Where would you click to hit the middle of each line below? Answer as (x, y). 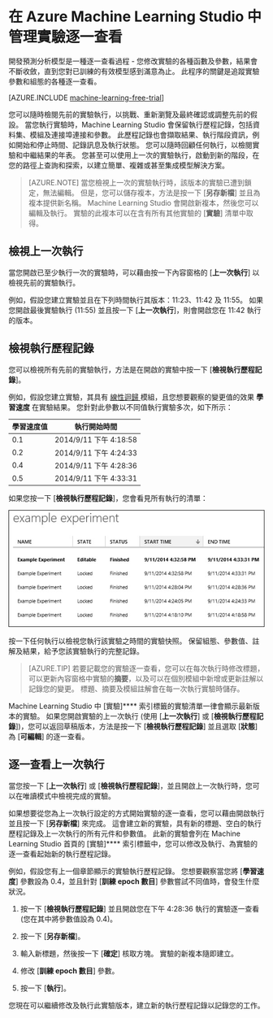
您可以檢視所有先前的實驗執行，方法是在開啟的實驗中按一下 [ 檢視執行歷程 (132, 369)
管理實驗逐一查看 (66, 37)
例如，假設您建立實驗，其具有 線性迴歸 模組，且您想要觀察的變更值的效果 (131, 397)
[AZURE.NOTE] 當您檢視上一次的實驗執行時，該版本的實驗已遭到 (136, 182)
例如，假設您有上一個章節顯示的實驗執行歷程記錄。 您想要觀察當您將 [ (126, 871)
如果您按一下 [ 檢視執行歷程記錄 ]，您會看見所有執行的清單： (108, 498)
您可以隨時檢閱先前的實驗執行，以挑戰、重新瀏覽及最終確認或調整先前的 (129, 114)
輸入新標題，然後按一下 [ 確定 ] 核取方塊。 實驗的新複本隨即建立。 (129, 953)
